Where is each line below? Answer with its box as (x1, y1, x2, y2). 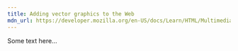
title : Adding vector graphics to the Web (7, 10, 135, 18)
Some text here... (7, 36, 58, 45)
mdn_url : (7, 17, 33, 24)
